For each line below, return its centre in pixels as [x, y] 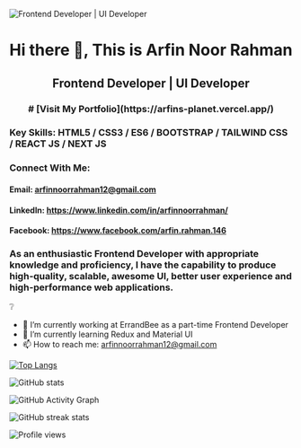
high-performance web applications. [91, 287]
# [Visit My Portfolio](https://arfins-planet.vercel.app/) [151, 109]
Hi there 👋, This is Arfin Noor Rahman [151, 50]
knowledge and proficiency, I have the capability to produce [143, 265]
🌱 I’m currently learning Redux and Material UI [107, 334]
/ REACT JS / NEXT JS [58, 144]
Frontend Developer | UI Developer [151, 83]
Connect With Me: [50, 168]
